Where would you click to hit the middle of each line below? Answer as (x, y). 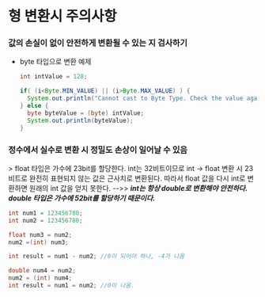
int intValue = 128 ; (53, 77)
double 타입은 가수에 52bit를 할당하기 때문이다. (82, 198)
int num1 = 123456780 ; (45, 213)
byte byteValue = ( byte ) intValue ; (86, 113)
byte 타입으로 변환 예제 (55, 62)
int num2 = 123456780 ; (45, 220)
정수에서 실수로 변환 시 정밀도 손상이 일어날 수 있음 (98, 150)
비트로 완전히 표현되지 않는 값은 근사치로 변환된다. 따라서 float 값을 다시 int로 (127, 178)
